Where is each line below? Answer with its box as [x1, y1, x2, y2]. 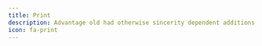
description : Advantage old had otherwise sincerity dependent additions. [8, 19, 259, 27]
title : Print [8, 11, 51, 19]
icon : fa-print [8, 26, 58, 34]
